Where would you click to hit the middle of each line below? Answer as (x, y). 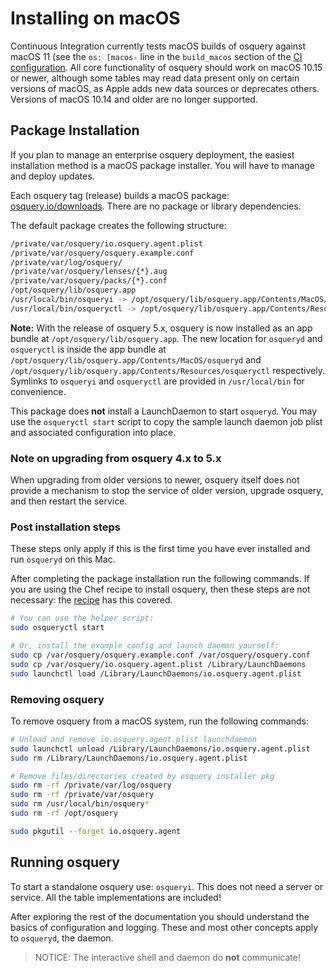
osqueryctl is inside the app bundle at (88, 349)
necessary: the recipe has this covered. (91, 600)
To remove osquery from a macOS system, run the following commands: (159, 721)
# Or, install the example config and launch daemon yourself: (145, 646)
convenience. (38, 391)
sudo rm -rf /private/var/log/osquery (91, 785)
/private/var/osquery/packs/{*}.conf (89, 281)
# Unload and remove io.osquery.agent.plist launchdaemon (133, 739)
